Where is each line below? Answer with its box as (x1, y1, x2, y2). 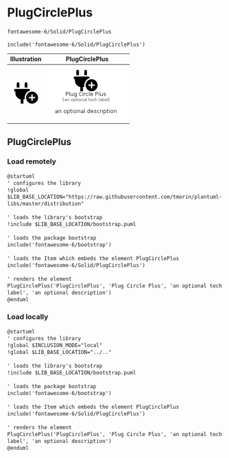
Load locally (7, 311, 49, 321)
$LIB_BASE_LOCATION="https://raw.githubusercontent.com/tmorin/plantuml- (7, 193, 223, 200)
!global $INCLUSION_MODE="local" (7, 342, 103, 349)
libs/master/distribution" (7, 200, 84, 207)
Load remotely (7, 156, 57, 166)
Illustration (10, 55, 43, 63)
